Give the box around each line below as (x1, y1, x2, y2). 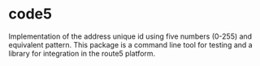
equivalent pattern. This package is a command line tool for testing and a (8, 39, 253, 49)
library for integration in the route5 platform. (8, 48, 156, 58)
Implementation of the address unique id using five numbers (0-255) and (8, 31, 253, 41)
